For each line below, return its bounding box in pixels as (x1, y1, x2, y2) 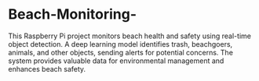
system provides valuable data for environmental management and (8, 56, 224, 65)
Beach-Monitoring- (8, 5, 137, 23)
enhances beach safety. (8, 64, 86, 73)
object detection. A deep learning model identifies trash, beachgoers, (8, 39, 233, 48)
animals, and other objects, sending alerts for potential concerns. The (8, 48, 234, 57)
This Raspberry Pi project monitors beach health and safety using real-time (8, 31, 251, 40)
